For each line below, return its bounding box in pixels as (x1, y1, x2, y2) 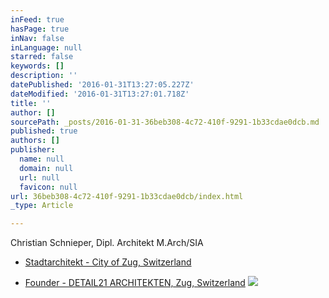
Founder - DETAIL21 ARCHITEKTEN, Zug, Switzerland (24, 277, 246, 289)
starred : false (10, 52, 74, 62)
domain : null (19, 163, 74, 173)
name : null (19, 154, 65, 164)
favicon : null (19, 182, 78, 192)
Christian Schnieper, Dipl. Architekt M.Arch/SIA (10, 237, 204, 249)
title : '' (10, 98, 52, 108)
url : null (19, 172, 60, 183)
